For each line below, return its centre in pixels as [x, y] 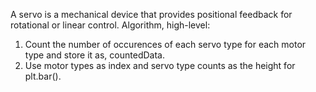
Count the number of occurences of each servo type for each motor [165, 44]
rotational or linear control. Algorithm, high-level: [110, 25]
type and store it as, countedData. [94, 55]
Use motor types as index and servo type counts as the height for [160, 65]
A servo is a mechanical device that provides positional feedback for [151, 14]
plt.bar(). [43, 76]
